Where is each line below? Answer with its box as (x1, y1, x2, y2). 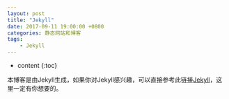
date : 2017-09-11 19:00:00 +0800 (7, 23, 104, 30)
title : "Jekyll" (7, 17, 54, 24)
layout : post (7, 10, 45, 17)
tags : (7, 36, 23, 43)
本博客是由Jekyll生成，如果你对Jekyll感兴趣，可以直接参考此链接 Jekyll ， (7, 75, 216, 84)
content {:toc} (17, 62, 58, 69)
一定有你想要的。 (13, 84, 63, 92)
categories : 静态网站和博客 (7, 29, 81, 37)
